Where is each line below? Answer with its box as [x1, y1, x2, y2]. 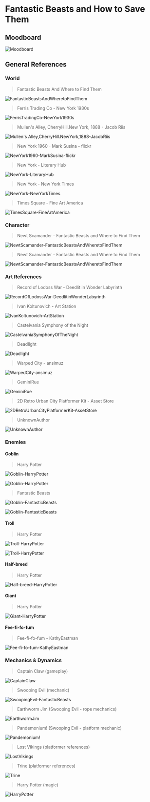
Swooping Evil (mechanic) [17, 687, 70, 693]
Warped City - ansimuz [17, 360, 64, 366]
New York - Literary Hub [17, 162, 66, 168]
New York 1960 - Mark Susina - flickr [17, 143, 92, 149]
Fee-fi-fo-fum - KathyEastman [17, 635, 78, 641]
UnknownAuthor [17, 417, 50, 423]
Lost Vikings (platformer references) [17, 744, 90, 750]
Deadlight [17, 341, 37, 347]
